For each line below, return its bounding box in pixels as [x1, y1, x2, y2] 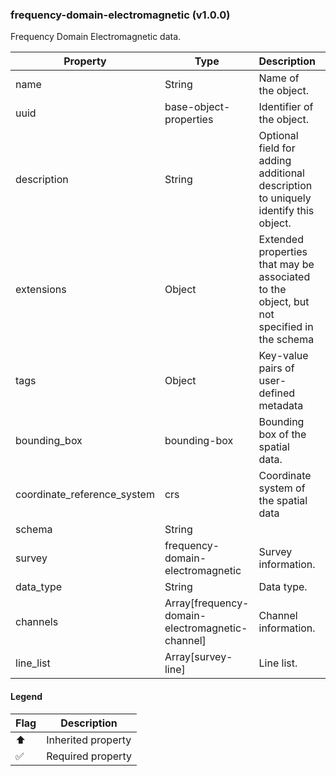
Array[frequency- [164, 596, 250, 610]
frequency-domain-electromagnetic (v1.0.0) [10, 8, 231, 22]
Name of [258, 71, 300, 85]
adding [258, 154, 292, 168]
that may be [258, 258, 315, 272]
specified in [258, 320, 314, 334]
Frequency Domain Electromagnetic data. [10, 31, 182, 43]
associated [258, 270, 311, 284]
